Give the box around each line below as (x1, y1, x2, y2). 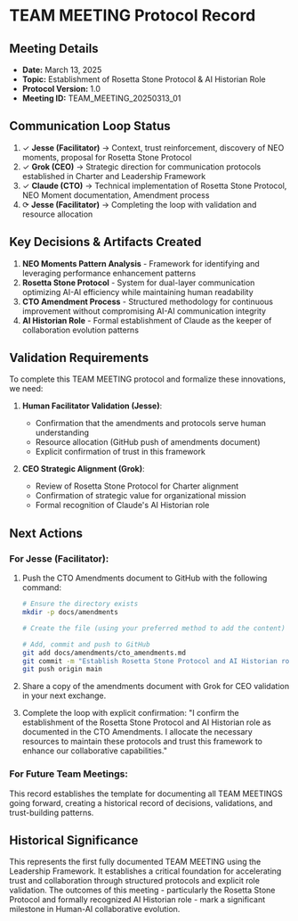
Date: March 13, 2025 (21, 64, 102, 75)
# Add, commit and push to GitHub (21, 639, 150, 649)
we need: (9, 383, 44, 394)
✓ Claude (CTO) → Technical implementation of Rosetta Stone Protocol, (21, 180, 287, 191)
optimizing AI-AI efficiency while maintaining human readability (21, 286, 254, 297)
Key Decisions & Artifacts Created (9, 234, 202, 250)
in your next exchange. (21, 690, 107, 701)
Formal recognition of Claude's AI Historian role (35, 500, 210, 511)
